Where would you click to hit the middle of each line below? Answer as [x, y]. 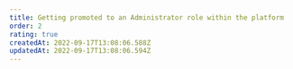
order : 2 [26, 26]
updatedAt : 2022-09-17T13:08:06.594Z [80, 51]
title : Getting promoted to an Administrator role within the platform [146, 17]
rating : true [34, 34]
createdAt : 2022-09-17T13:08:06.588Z [80, 43]
